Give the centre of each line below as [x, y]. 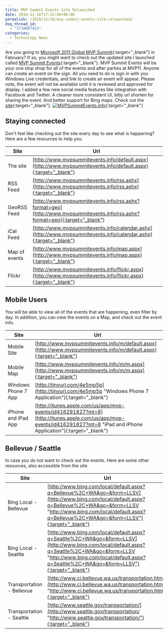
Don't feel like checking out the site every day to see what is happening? [80, 133]
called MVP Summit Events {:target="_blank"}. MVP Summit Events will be [81, 63]
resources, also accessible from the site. [47, 466]
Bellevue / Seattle [33, 448]
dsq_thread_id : [21, 24]
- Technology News [29, 38]
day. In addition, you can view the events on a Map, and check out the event [83, 317]
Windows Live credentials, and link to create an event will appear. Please [80, 79]
